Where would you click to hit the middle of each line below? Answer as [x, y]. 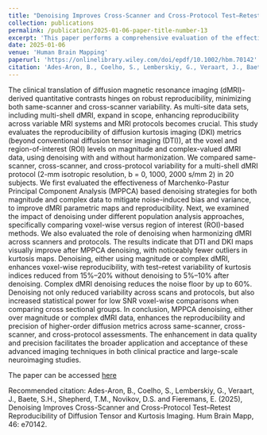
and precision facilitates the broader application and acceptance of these [128, 343]
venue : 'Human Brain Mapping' [58, 52]
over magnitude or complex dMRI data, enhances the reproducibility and [127, 318]
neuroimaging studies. [45, 360]
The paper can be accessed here [62, 375]
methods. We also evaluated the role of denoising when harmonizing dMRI [130, 233]
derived [21, 98]
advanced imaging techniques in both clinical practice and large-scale [123, 351]
